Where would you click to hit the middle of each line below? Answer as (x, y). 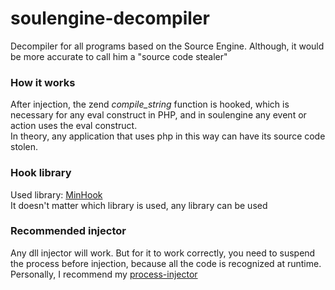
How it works (43, 82)
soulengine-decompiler (110, 18)
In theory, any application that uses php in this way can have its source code (168, 136)
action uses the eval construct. (74, 126)
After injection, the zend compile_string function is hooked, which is (150, 104)
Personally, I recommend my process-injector (104, 274)
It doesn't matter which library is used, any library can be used (139, 205)
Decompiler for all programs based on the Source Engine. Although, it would (167, 46)
